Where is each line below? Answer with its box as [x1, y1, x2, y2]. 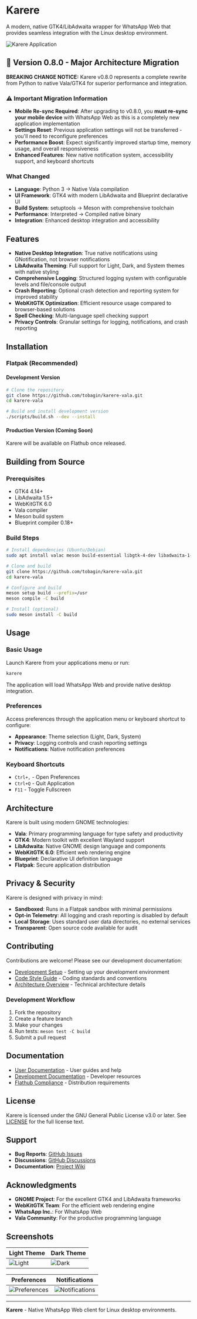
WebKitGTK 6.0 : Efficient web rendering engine [14, 848, 131, 856]
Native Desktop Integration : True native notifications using [14, 249, 158, 257]
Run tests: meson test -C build [14, 1027, 91, 1034]
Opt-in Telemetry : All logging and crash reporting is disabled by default [14, 911, 188, 918]
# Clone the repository [6, 387, 64, 393]
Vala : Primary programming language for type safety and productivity [14, 830, 184, 837]
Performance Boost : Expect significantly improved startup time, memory [14, 139, 191, 146]
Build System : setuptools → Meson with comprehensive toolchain [14, 204, 174, 212]
